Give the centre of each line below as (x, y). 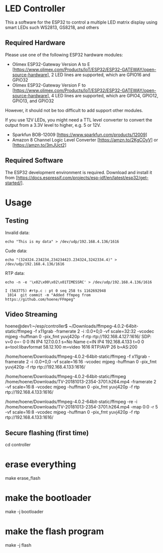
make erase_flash (23, 478)
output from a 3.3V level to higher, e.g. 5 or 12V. (53, 125)
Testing (17, 221)
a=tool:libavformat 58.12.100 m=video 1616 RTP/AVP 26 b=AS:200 (71, 347)
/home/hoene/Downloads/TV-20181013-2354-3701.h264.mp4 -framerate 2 (81, 382)
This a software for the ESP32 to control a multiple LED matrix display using (81, 22)
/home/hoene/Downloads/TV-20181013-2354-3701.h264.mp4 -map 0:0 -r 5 (81, 407)
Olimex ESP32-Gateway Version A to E (51, 64)
